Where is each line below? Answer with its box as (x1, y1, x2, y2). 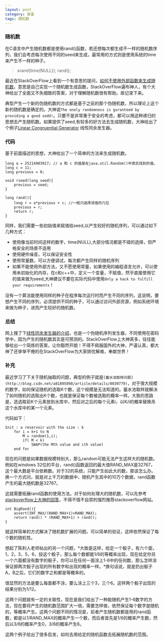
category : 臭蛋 (5, 12, 35, 17)
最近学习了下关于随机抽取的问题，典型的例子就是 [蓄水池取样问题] (5, 374, 133, 380)
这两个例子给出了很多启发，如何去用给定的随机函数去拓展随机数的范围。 (5, 631, 150, 637)
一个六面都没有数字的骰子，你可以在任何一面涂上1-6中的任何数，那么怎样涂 (5, 557, 157, 563)
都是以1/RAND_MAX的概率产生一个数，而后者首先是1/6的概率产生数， (13, 615, 154, 620)
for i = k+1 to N (14, 429, 49, 434)
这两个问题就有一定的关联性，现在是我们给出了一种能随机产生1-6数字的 (5, 596, 148, 602)
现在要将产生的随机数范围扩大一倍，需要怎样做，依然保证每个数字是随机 (13, 602, 159, 608)
